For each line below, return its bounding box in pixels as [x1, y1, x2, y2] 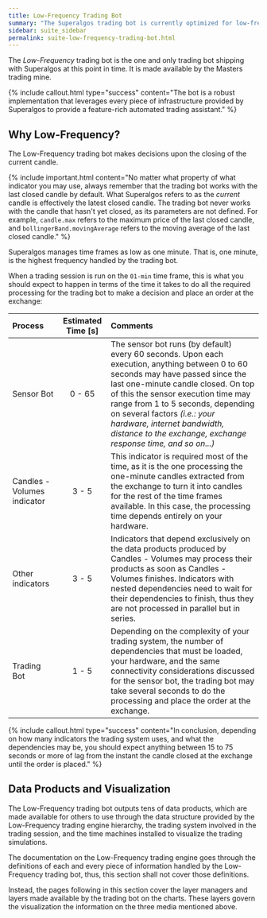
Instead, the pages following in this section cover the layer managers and [8, 885, 248, 894]
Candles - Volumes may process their [110, 553, 253, 564]
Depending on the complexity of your [110, 626, 250, 637]
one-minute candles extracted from [110, 471, 245, 482]
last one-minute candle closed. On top [110, 378, 255, 389]
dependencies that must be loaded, [110, 645, 243, 657]
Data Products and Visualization [8, 782, 171, 796]
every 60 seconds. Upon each [110, 349, 224, 360]
